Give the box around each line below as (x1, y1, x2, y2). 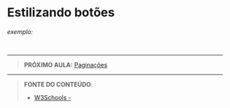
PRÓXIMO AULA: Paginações (23, 61, 107, 69)
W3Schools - (34, 94, 72, 102)
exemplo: (7, 27, 33, 35)
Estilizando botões (7, 5, 115, 20)
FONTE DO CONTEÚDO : (23, 80, 93, 89)
